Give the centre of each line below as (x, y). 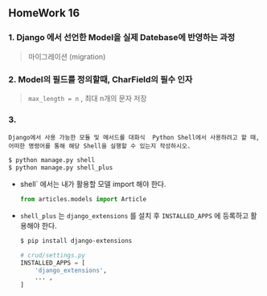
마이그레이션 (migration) (67, 56)
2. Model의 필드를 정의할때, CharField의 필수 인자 (101, 79)
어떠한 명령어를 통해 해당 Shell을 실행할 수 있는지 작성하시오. (100, 146)
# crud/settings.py (53, 255)
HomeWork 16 (44, 13)
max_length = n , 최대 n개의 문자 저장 (87, 98)
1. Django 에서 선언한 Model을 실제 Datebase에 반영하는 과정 (122, 38)
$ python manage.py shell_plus (61, 168)
